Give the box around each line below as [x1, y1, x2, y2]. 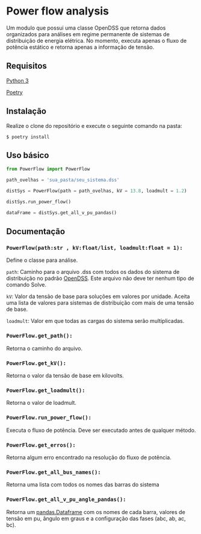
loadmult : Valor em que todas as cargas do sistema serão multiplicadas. [6, 317, 185, 325]
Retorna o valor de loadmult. [6, 399, 77, 407]
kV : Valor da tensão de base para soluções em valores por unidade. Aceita [6, 293, 190, 300]
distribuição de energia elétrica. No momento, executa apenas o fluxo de [6, 37, 187, 44]
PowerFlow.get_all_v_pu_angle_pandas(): [6, 496, 126, 503]
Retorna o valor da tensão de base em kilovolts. [6, 372, 125, 380]
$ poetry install [6, 134, 50, 140]
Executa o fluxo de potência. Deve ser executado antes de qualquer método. [6, 427, 197, 434]
